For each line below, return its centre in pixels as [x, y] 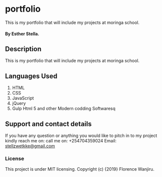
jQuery [19, 103]
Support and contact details [48, 124]
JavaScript [23, 98]
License [15, 158]
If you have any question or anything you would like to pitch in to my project [81, 136]
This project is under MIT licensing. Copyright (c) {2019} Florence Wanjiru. [80, 169]
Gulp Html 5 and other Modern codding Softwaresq [64, 109]
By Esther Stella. [22, 34]
